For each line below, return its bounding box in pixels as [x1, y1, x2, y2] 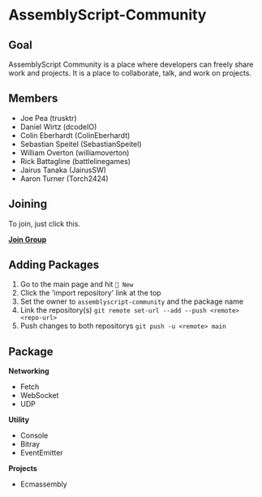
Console [19, 430, 49, 440]
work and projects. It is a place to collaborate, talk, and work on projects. [8, 68, 252, 78]
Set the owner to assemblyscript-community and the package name [19, 296, 244, 306]
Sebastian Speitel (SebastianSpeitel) [19, 139, 142, 149]
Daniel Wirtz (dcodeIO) [19, 122, 97, 132]
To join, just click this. [8, 218, 81, 228]
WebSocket [19, 391, 59, 400]
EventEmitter [19, 448, 63, 458]
